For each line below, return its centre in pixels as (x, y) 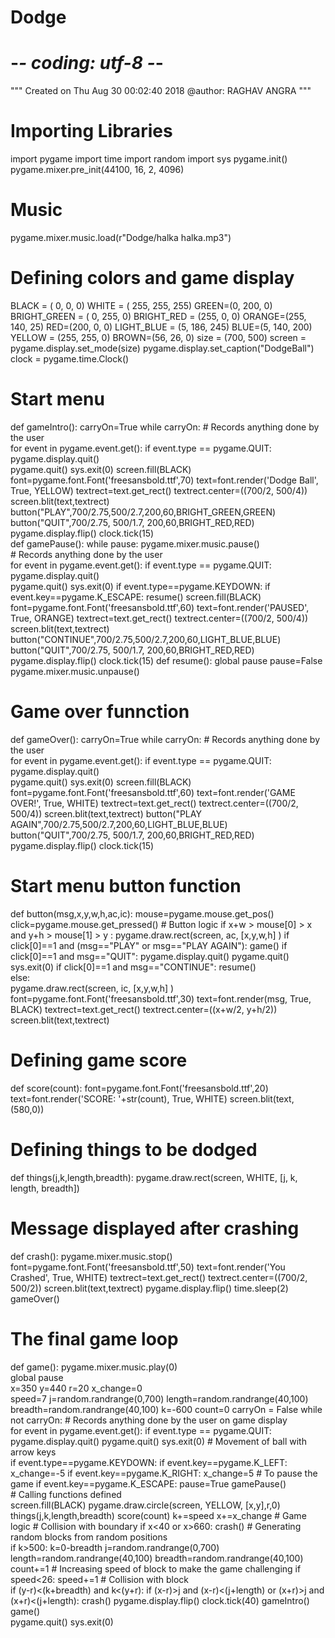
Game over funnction (100, 712)
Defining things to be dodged (134, 1149)
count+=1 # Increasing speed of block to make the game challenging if (156, 1568)
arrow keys (33, 1452)
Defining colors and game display (152, 278)
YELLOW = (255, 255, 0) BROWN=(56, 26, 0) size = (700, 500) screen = (158, 337)
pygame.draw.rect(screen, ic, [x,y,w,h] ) (92, 988)
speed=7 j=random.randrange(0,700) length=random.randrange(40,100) (159, 1398)
